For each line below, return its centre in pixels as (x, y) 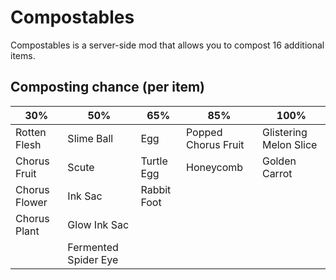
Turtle (154, 161)
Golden (279, 161)
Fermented (93, 247)
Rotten (31, 132)
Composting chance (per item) (108, 87)
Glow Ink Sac (98, 224)
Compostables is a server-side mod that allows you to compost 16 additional (167, 45)
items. (23, 55)
